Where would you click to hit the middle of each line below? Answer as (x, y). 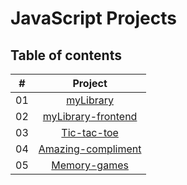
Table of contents (66, 55)
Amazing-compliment (90, 149)
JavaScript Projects (93, 18)
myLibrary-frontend (90, 116)
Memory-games (90, 165)
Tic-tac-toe (90, 132)
